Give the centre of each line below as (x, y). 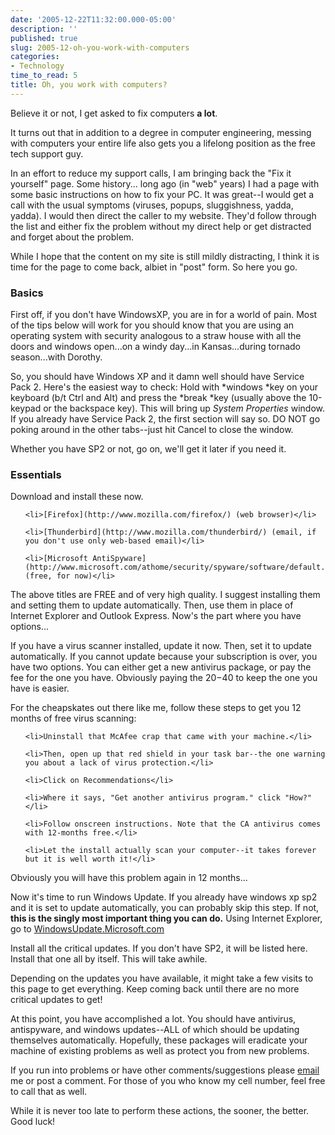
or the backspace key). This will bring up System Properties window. (184, 408)
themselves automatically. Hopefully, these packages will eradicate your (159, 1040)
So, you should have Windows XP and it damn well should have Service (157, 377)
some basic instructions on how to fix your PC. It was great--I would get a (162, 194)
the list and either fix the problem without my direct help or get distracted (161, 226)
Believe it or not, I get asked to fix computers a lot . (114, 113)
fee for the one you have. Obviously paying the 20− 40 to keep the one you (164, 678)
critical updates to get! (56, 1000)
